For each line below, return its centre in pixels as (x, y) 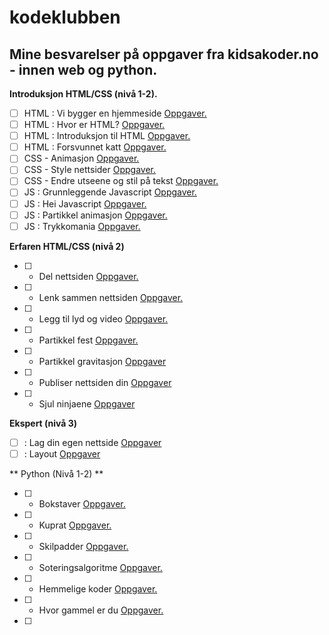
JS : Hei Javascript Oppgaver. (85, 203)
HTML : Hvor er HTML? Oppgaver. (94, 125)
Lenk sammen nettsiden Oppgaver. (111, 297)
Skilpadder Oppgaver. (83, 546)
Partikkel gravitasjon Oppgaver (102, 361)
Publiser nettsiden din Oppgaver (105, 382)
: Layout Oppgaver (62, 453)
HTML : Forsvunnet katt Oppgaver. (95, 147)
